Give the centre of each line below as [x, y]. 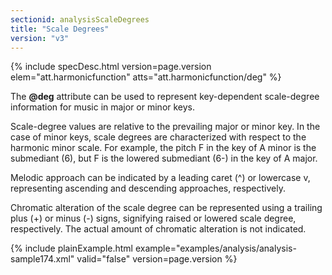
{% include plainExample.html [71, 248]
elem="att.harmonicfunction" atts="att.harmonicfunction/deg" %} [146, 77]
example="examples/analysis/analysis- [215, 248]
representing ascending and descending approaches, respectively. [148, 188]
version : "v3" [40, 38]
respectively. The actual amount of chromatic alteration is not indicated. [158, 229]
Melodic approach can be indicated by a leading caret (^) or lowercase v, [160, 178]
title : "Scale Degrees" [60, 29]
